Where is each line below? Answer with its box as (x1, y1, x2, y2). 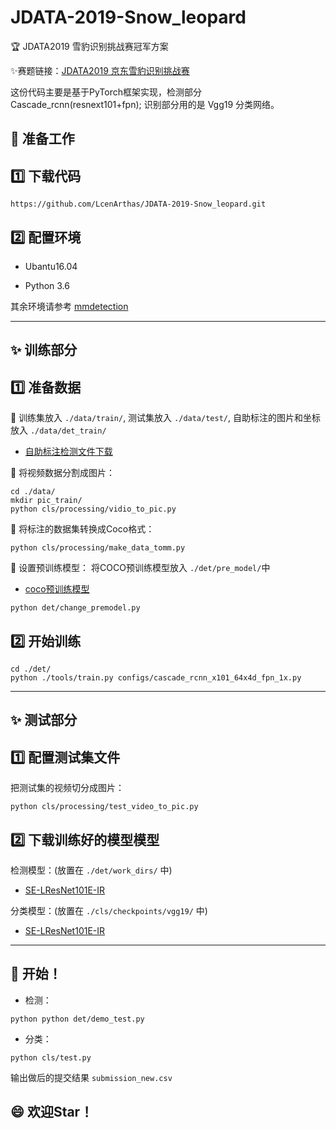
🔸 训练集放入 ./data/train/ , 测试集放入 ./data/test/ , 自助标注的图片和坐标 (10, 412, 321, 424)
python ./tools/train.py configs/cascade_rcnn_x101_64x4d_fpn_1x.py (10, 672, 302, 683)
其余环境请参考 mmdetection (10, 300, 129, 312)
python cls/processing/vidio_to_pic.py (10, 504, 177, 515)
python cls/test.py (10, 1052, 92, 1063)
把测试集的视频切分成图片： (10, 782, 125, 794)
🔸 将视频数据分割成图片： (10, 467, 116, 479)
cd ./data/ (10, 487, 56, 497)
